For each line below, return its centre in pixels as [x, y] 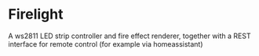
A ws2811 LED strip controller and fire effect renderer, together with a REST [129, 36]
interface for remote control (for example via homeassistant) [106, 44]
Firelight [36, 14]
